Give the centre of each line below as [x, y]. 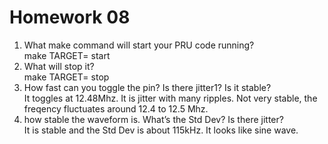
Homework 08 [70, 17]
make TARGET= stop [66, 77]
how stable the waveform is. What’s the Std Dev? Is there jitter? [153, 119]
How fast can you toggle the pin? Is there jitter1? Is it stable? [147, 87]
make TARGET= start [67, 55]
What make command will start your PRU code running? [139, 45]
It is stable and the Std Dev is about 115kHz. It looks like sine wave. [161, 130]
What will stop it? [59, 66]
